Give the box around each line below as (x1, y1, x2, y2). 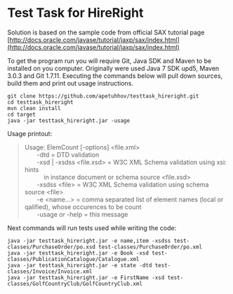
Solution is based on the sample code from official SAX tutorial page (7, 28, 205, 36)
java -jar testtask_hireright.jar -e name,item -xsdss (7, 237, 171, 244)
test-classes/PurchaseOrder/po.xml (98, 243, 202, 250)
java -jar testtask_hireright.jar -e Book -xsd (7, 249, 149, 257)
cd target (7, 111, 36, 118)
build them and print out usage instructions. (7, 79, 133, 87)
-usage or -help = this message (36, 210, 128, 218)
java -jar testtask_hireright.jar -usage (7, 117, 131, 124)
